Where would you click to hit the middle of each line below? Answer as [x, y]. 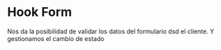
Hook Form [40, 12]
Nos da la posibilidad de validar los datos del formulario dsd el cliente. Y [111, 31]
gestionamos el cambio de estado [56, 38]
